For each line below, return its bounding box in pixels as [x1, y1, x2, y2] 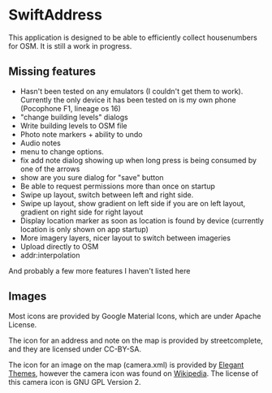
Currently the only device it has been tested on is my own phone [19, 95, 237, 105]
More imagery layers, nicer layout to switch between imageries [19, 233, 231, 243]
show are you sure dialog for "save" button [19, 172, 164, 182]
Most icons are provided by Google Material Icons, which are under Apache [8, 311, 261, 321]
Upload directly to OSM [19, 241, 99, 251]
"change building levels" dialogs [19, 112, 128, 122]
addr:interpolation [19, 250, 80, 260]
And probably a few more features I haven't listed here [8, 266, 191, 275]
